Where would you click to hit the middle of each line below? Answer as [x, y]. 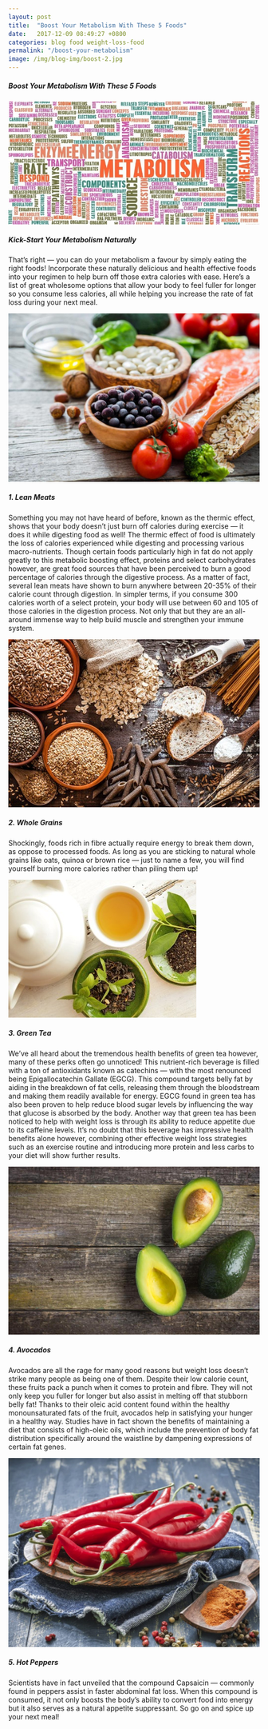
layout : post [30, 17]
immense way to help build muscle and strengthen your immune [138, 619]
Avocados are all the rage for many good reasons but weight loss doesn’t [128, 1370]
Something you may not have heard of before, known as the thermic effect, [132, 517]
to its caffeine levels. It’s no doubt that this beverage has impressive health [131, 1130]
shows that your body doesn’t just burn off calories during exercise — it [126, 526]
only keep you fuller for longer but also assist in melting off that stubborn [128, 1396]
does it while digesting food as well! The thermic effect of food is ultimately [132, 534]
